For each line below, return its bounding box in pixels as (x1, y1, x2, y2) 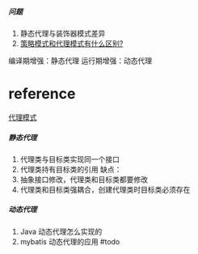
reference (8, 85, 76, 104)
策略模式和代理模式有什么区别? (19, 38, 124, 48)
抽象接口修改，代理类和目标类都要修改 (19, 174, 148, 184)
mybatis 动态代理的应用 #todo (19, 236, 120, 246)
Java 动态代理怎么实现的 (19, 226, 103, 236)
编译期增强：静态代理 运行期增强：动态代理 (8, 56, 152, 66)
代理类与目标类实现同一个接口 (19, 154, 120, 164)
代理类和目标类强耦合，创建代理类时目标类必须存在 (19, 184, 191, 194)
